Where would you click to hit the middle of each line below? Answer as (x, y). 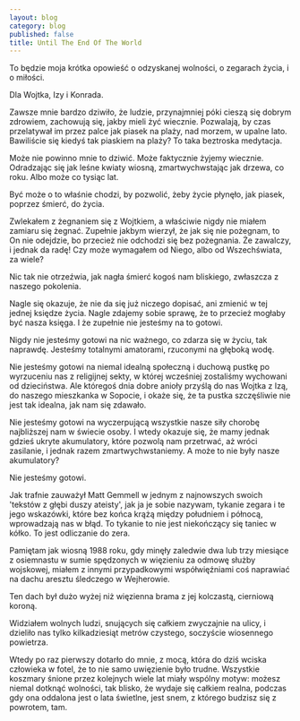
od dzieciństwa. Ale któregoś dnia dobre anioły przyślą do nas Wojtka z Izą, (149, 386)
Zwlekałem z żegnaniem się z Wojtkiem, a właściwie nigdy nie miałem (138, 221)
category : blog (38, 26)
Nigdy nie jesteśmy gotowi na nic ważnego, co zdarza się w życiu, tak (138, 340)
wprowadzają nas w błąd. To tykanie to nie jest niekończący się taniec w (143, 524)
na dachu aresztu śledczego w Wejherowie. (90, 579)
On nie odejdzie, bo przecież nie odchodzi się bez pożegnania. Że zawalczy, (150, 240)
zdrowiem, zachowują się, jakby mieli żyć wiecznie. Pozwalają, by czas (140, 122)
